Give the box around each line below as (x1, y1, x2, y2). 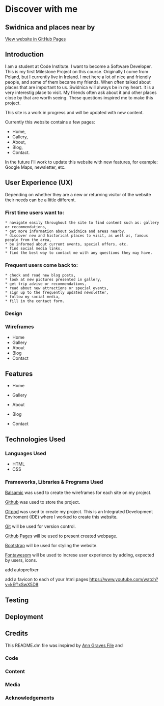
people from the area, (5, 237, 52, 242)
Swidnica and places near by (5, 23, 95, 31)
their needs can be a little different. (5, 197, 76, 203)
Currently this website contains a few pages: (5, 119, 95, 125)
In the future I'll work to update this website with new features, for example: (5, 159, 158, 165)
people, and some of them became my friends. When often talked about (5, 79, 151, 85)
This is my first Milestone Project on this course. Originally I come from (5, 68, 149, 74)
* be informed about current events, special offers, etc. (5, 242, 129, 246)
